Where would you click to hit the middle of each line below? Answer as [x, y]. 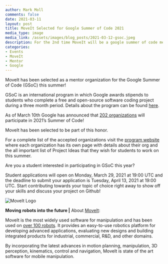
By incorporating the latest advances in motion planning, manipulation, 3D [81, 246]
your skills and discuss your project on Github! [53, 191]
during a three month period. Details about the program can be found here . [82, 105]
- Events [14, 51]
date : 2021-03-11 [23, 19]
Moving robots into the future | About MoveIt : [53, 210]
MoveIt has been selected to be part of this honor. [57, 130]
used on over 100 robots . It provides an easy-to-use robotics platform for [80, 225]
